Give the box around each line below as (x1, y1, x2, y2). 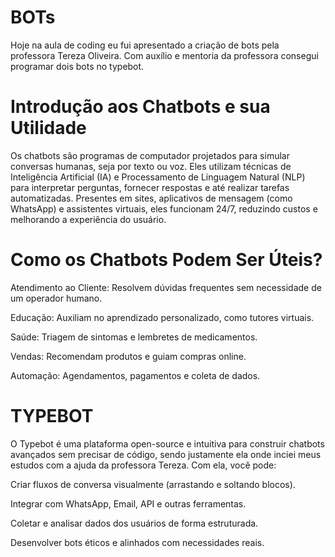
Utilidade (10, 117, 87, 140)
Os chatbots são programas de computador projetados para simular (10, 149, 290, 161)
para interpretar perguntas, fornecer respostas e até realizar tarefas (10, 181, 290, 193)
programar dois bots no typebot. (10, 60, 145, 72)
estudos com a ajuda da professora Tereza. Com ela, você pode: (10, 459, 277, 471)
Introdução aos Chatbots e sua (10, 96, 271, 118)
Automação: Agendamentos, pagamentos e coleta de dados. (10, 369, 261, 381)
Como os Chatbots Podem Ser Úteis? (10, 249, 323, 271)
